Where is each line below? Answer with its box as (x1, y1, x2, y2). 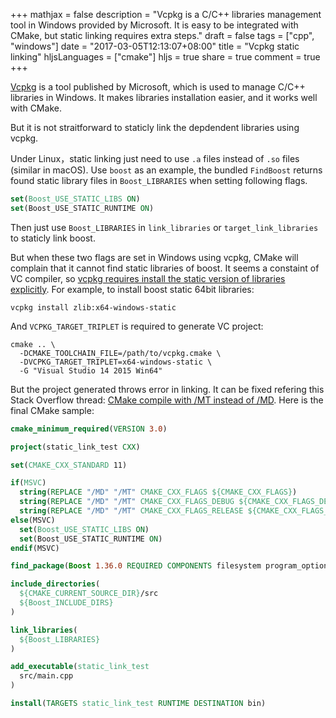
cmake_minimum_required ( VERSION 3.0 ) (10, 424, 168, 434)
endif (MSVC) (10, 543, 60, 553)
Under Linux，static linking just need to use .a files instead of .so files (10, 153, 300, 164)
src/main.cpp (19, 671, 74, 681)
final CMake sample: (10, 404, 95, 416)
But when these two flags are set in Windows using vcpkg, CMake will (10, 251, 299, 263)
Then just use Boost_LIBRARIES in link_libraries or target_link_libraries (10, 221, 319, 233)
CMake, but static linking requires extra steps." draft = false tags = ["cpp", (10, 30, 315, 41)
